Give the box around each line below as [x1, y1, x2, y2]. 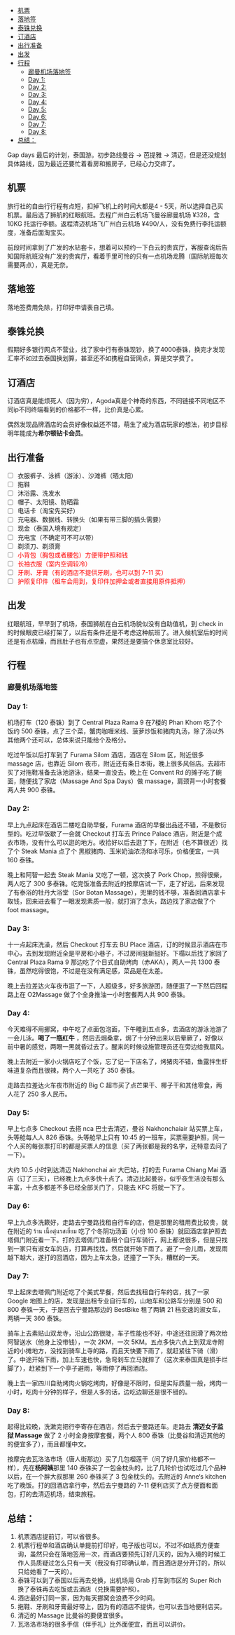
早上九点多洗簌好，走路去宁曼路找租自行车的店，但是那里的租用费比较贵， [7, 1218, 222, 1226]
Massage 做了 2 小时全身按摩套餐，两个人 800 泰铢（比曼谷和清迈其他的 [15, 1431, 226, 1439]
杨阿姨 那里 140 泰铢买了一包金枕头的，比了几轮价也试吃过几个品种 [34, 1464, 227, 1472]
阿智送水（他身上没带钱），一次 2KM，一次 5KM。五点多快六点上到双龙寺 [7, 1338, 218, 1346]
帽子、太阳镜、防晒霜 [17, 498, 79, 506]
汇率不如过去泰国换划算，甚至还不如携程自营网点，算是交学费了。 [7, 354, 197, 362]
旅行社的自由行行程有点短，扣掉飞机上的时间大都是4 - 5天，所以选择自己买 [7, 202, 224, 210]
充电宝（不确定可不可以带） [17, 533, 98, 541]
